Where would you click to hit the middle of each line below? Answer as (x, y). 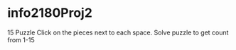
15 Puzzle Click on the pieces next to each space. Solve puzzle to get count (118, 32)
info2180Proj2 (50, 13)
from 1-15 (21, 39)
